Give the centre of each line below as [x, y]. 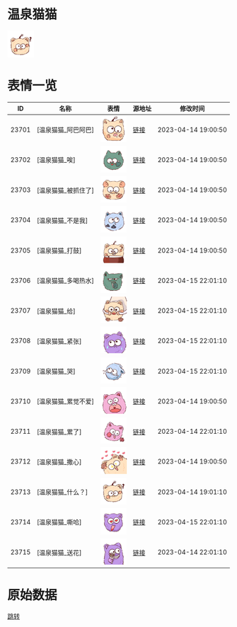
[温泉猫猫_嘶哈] [59, 522]
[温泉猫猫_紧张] [59, 341]
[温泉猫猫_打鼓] [59, 251]
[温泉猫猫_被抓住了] [65, 190]
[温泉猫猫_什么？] [62, 492]
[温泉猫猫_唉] [56, 160]
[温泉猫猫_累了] [59, 432]
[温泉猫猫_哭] [56, 372]
